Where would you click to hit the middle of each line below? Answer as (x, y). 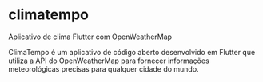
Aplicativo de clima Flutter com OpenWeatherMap (90, 37)
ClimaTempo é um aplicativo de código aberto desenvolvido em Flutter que (132, 52)
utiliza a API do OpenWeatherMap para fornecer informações (109, 61)
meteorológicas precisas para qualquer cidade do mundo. (104, 68)
